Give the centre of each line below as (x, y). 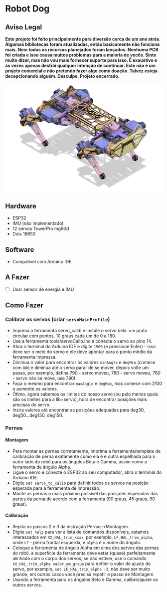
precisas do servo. (31, 404)
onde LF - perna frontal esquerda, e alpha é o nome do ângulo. (77, 542)
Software (20, 250)
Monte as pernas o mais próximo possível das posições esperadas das (85, 493)
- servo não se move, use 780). (45, 378)
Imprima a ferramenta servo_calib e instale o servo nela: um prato (80, 330)
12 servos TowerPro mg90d (41, 229)
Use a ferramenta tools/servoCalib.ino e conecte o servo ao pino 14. (82, 341)
